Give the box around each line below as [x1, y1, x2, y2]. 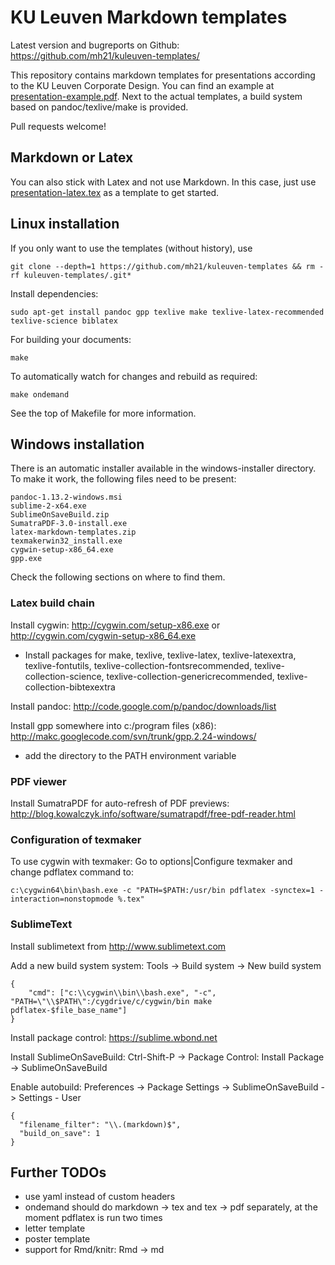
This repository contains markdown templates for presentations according [10, 69, 316, 81]
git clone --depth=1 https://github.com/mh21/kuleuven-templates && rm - [10, 261, 325, 271]
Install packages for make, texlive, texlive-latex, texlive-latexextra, [24, 649, 297, 661]
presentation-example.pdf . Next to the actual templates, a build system [10, 90, 303, 102]
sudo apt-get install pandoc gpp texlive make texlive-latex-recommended [10, 307, 325, 317]
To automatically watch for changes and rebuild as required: [10, 370, 258, 382]
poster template [24, 1233, 91, 1245]
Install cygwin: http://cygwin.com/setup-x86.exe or [10, 619, 221, 631]
